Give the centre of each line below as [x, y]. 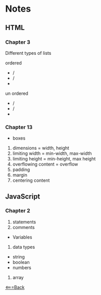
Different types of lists [28, 53]
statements [24, 222]
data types [24, 247]
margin [20, 175]
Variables [22, 237]
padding [21, 170]
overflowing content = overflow [45, 164]
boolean [21, 262]
